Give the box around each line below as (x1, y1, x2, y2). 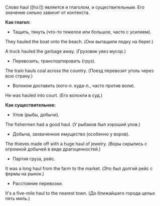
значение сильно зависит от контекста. (5, 9, 90, 15)
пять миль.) (5, 195, 30, 201)
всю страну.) (5, 73, 33, 79)
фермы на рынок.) (5, 171, 44, 176)
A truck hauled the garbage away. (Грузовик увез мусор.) (5, 48, 126, 54)
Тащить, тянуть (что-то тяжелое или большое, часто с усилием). (12, 29, 151, 34)
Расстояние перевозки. (12, 180, 63, 186)
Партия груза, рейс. (12, 156, 56, 161)
